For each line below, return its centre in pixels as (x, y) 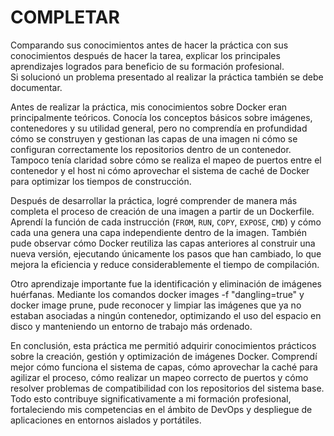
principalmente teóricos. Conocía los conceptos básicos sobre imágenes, (161, 117)
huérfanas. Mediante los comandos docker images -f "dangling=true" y (157, 294)
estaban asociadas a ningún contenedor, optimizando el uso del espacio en (166, 315)
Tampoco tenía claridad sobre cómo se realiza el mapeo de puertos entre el (166, 160)
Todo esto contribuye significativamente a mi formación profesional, (151, 398)
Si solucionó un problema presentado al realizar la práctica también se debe (167, 77)
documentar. (36, 87)
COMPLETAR (65, 17)
